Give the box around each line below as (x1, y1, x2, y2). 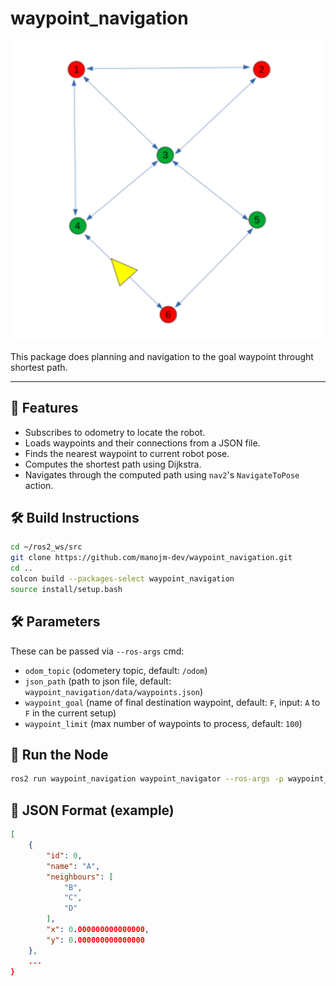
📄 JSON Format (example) (10, 802, 175, 819)
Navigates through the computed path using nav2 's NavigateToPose (24, 468, 300, 481)
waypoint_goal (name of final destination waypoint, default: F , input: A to (24, 696, 321, 708)
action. (24, 479, 54, 491)
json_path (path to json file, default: (24, 675, 172, 687)
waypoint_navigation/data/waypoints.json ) (24, 685, 204, 697)
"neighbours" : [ (46, 872, 114, 882)
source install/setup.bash (10, 584, 123, 594)
